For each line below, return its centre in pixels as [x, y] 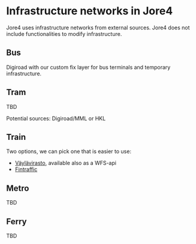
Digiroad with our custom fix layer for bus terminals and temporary [88, 67]
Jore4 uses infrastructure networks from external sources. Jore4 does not [98, 28]
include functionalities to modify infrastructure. [64, 33]
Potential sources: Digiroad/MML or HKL [56, 118]
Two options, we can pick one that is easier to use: [69, 151]
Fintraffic [26, 169]
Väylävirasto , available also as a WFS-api [66, 163]
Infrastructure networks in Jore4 [90, 11]
